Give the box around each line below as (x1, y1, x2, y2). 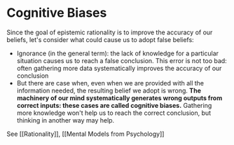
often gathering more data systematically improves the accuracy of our (16, 64, 222, 72)
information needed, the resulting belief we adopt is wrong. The (16, 86, 201, 95)
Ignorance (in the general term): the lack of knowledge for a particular (16, 49, 219, 57)
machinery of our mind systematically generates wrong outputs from (16, 93, 223, 102)
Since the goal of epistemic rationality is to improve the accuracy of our (6, 28, 213, 36)
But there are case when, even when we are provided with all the (16, 78, 205, 87)
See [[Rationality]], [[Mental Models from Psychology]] (6, 130, 165, 138)
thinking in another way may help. (16, 116, 115, 124)
